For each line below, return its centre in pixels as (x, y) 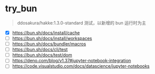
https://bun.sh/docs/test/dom (42, 55)
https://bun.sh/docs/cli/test (40, 49)
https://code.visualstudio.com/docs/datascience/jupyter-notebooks (81, 66)
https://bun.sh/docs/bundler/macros (49, 44)
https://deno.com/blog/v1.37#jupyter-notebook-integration (72, 61)
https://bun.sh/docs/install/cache (46, 33)
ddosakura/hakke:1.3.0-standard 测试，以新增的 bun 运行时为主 (81, 23)
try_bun (21, 9)
